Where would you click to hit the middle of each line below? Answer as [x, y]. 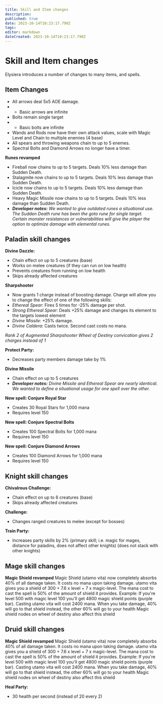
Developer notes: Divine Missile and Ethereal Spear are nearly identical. [85, 384]
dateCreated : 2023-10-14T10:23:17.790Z [45, 37]
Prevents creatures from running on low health [59, 271]
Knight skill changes [37, 476]
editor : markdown [23, 32]
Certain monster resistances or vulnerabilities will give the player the [81, 219]
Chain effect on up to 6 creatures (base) [52, 497]
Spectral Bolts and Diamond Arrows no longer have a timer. [71, 148]
